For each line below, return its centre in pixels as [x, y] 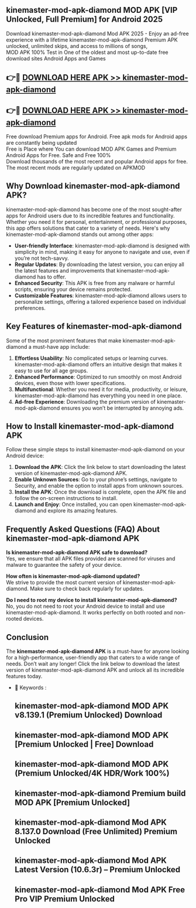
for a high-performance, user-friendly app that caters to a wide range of [93, 658]
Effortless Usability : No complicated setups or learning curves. [91, 358]
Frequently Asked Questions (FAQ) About [83, 529]
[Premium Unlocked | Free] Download [84, 744]
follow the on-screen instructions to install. [66, 498]
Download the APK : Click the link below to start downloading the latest [100, 467]
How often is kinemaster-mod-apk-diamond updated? [73, 576]
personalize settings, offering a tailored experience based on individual [100, 301]
